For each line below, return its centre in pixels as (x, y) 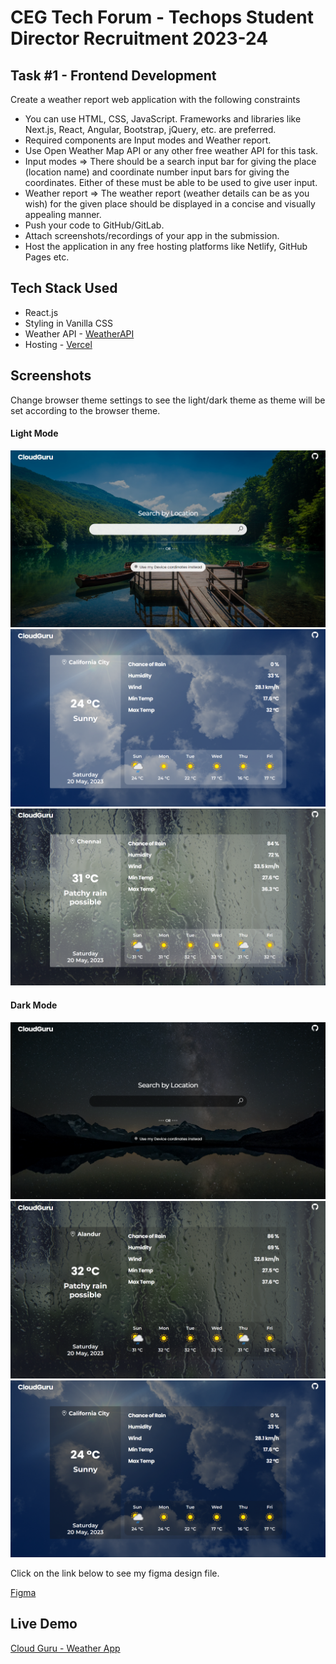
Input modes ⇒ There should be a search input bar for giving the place (170, 161)
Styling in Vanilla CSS (68, 323)
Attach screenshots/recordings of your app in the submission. (152, 235)
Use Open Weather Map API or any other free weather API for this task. (171, 150)
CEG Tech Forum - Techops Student (162, 17)
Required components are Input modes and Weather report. (148, 140)
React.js (41, 312)
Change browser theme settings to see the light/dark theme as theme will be (168, 400)
